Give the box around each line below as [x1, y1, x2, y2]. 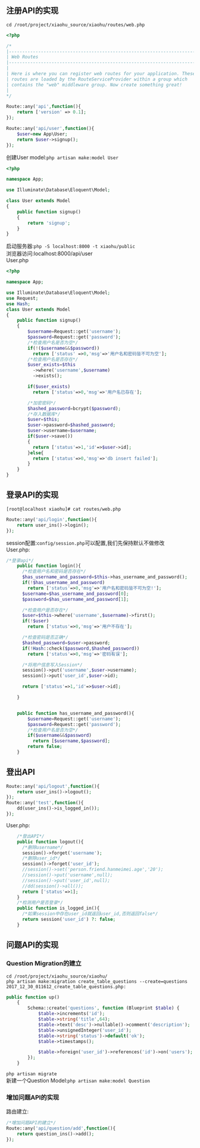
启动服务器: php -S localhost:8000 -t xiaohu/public [6, 243, 136, 250]
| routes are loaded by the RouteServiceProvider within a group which [6, 76, 187, 82]
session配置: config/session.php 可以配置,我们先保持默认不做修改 [6, 539, 165, 547]
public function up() [6, 994, 60, 1000]
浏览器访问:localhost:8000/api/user [6, 250, 93, 257]
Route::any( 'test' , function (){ [6, 800, 84, 806]
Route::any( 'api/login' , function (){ [6, 516, 97, 523]
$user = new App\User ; [17, 131, 68, 137]
